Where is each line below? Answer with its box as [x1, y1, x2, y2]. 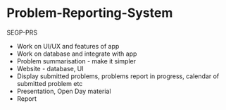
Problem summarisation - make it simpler [16, 56, 137, 65]
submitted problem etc [16, 79, 83, 87]
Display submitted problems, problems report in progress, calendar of [16, 72, 220, 80]
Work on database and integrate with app [16, 49, 137, 58]
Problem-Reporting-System [6, 5, 173, 21]
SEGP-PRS [6, 28, 38, 37]
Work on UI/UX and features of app [16, 42, 120, 50]
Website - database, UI [16, 64, 84, 73]
